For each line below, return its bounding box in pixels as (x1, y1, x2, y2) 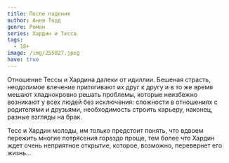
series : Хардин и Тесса (7, 30, 77, 37)
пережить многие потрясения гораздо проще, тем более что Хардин (7, 133, 215, 142)
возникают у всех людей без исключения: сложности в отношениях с (7, 98, 218, 106)
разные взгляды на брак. (7, 112, 83, 121)
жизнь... (7, 148, 32, 157)
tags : (7, 37, 23, 44)
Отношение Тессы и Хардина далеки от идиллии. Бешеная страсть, (7, 75, 211, 84)
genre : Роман (7, 23, 46, 30)
